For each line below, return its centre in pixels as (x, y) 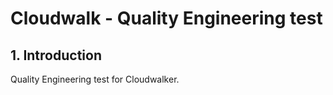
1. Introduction (56, 55)
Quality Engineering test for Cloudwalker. (95, 79)
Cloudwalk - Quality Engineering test (166, 18)
